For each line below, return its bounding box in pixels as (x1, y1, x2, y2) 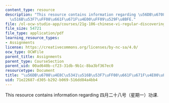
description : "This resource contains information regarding (5, 12, 136, 17)
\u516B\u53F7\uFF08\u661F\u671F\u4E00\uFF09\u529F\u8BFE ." (10, 17, 136, 22)
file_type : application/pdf (5, 31, 64, 36)
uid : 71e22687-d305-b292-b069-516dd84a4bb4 (5, 77, 98, 82)
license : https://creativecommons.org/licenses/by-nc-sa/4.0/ (5, 45, 138, 50)
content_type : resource (5, 7, 55, 13)
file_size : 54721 (5, 26, 42, 31)
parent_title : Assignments (5, 54, 62, 59)
